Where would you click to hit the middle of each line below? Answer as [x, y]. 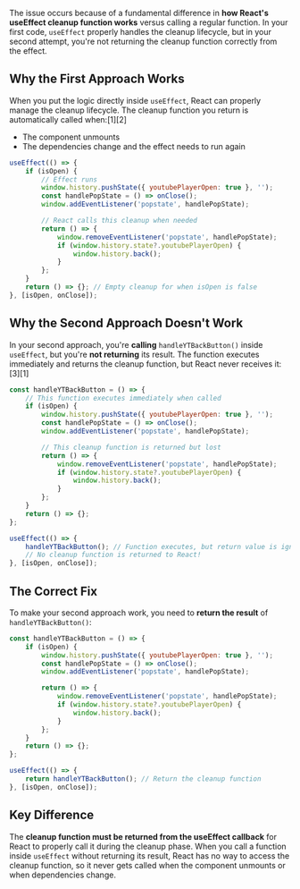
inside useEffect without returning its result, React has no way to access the [150, 855]
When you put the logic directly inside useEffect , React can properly [135, 100]
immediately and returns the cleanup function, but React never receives [141, 364]
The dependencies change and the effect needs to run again [133, 146]
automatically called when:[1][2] [68, 119]
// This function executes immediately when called [123, 398]
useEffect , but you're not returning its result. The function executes [135, 354]
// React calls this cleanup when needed [120, 221]
